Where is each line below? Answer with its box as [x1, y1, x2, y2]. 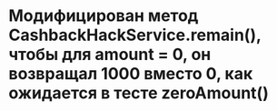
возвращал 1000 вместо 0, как [8, 64, 253, 85]
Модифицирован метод [8, 5, 199, 26]
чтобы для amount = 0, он [8, 45, 212, 65]
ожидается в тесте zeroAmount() [8, 83, 269, 104]
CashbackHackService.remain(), [8, 25, 262, 45]
